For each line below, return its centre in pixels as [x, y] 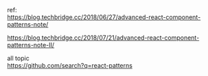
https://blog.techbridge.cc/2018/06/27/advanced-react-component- [104, 17]
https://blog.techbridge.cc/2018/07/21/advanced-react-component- [103, 38]
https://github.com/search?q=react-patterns [70, 65]
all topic [18, 58]
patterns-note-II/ [31, 45]
